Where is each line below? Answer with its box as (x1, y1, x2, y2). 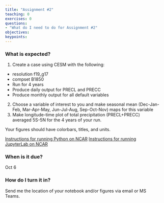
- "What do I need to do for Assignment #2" (5, 25, 98, 30)
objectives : (5, 30, 29, 35)
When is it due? (5, 154, 43, 160)
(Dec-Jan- (138, 101, 160, 108)
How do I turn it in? (5, 177, 51, 183)
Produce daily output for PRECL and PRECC (12, 87, 101, 93)
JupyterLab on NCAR (5, 141, 48, 147)
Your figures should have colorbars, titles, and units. (5, 127, 110, 133)
